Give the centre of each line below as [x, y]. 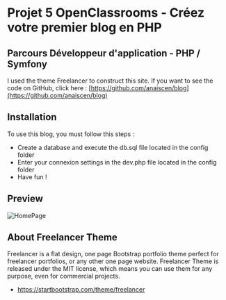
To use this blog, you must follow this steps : [71, 134]
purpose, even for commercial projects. [64, 276]
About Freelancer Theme [63, 237]
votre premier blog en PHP [84, 27]
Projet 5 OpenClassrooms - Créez [106, 13]
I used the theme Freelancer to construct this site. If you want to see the [110, 81]
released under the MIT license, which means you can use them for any [110, 269]
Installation [32, 117]
